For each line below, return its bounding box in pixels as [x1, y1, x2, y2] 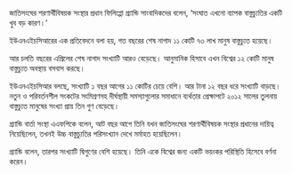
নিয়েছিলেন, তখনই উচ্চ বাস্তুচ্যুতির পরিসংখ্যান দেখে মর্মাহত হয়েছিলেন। [9, 129, 183, 138]
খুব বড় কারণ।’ [9, 18, 48, 28]
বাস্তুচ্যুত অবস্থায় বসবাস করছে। [9, 63, 86, 74]
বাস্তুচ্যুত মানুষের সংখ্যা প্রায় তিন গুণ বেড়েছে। [9, 101, 120, 111]
